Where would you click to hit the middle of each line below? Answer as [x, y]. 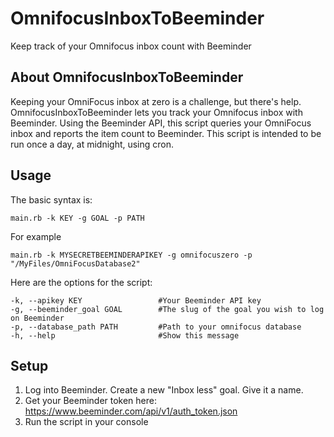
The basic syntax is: [51, 199]
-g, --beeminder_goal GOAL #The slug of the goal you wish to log [167, 309]
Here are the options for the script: [81, 282]
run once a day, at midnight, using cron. [92, 144]
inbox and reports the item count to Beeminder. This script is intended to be [166, 133]
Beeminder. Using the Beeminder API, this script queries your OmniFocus [161, 123]
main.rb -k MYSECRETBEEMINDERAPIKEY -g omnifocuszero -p [131, 255]
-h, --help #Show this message [125, 335]
